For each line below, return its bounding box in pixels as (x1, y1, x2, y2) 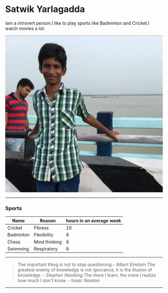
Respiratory (33, 245, 58, 251)
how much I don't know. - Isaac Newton (17, 277, 100, 283)
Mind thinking (33, 239, 62, 245)
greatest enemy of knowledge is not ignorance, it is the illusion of (17, 267, 152, 273)
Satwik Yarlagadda (5, 4, 85, 15)
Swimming (7, 245, 29, 251)
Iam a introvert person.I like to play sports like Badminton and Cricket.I (5, 20, 150, 26)
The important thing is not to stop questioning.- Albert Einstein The (17, 261, 155, 267)
